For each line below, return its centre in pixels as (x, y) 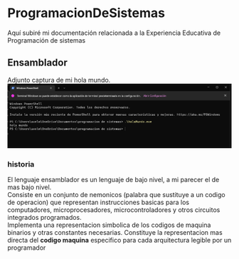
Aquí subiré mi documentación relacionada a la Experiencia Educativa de (114, 33)
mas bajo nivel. (30, 187)
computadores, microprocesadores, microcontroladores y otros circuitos (114, 210)
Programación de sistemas (47, 40)
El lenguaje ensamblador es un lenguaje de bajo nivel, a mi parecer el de (113, 180)
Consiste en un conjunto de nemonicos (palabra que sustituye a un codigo (116, 195)
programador (27, 248)
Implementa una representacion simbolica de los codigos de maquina (109, 225)
